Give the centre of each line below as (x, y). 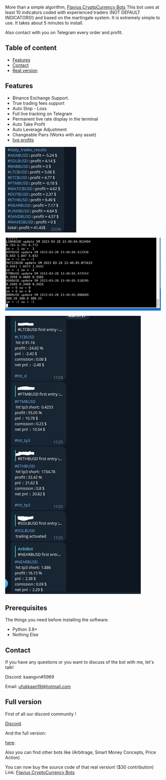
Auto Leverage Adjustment (40, 129)
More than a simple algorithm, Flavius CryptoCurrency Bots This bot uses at (82, 7)
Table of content (31, 48)
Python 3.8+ (25, 629)
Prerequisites (26, 608)
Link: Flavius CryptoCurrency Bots (40, 772)
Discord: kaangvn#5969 (30, 677)
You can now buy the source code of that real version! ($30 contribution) (80, 767)
